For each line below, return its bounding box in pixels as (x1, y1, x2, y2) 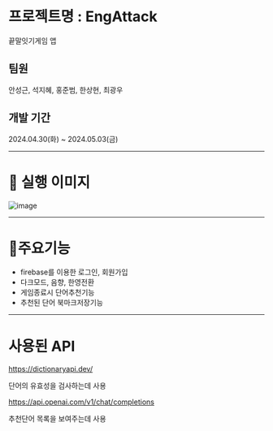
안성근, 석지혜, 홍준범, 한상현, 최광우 (8, 84, 123, 94)
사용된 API (8, 337, 76, 356)
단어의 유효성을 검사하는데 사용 (8, 381, 107, 390)
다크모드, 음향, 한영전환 (19, 278, 95, 287)
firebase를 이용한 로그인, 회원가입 (19, 267, 128, 277)
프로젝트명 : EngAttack (8, 7, 158, 26)
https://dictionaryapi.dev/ (8, 364, 93, 374)
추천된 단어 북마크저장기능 (19, 298, 104, 308)
